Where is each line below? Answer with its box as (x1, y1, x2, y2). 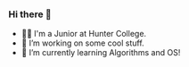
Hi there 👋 (8, 8, 53, 21)
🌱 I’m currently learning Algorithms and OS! (21, 47, 181, 58)
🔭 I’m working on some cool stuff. (21, 38, 144, 48)
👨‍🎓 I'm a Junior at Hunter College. (21, 29, 147, 39)
